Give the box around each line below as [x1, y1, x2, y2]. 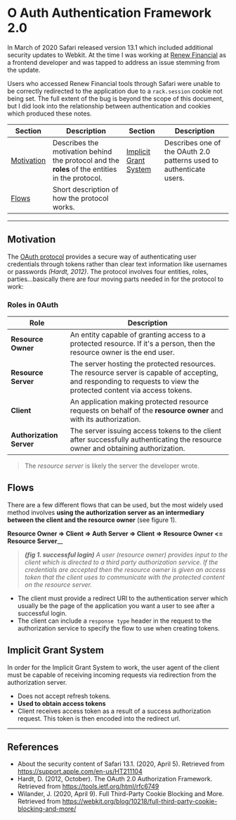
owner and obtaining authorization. [70, 444, 185, 454]
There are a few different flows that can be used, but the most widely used [7, 500, 223, 509]
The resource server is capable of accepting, [70, 368, 218, 378]
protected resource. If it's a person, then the [70, 339, 216, 349]
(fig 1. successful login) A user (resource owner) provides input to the [24, 550, 228, 559]
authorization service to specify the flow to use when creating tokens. [17, 623, 220, 632]
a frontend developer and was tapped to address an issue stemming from [7, 58, 220, 66]
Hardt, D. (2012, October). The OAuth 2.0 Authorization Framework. [17, 775, 213, 783]
